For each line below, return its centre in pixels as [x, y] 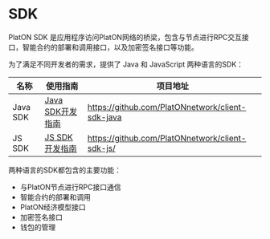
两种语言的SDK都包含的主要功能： [65, 170]
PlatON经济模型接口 [53, 207]
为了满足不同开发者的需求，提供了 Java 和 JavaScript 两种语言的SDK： [126, 64]
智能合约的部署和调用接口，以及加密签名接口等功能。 [110, 47]
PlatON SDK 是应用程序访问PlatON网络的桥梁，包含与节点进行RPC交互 [125, 37]
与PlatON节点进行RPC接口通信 [71, 187]
